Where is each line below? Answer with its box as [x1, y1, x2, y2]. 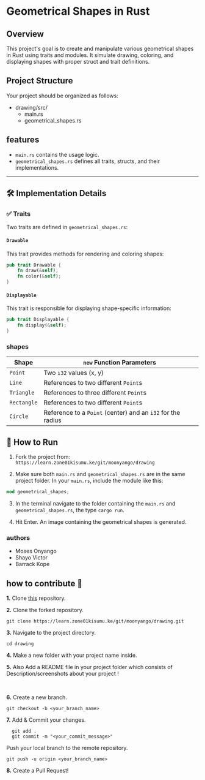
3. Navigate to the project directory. [6, 629, 96, 636]
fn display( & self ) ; [17, 322, 67, 328]
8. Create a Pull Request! [6, 767, 69, 774]
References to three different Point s [43, 388, 147, 397]
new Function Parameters [83, 358, 157, 367]
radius [43, 416, 62, 425]
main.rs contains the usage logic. [15, 151, 99, 158]
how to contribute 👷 [6, 578, 83, 589]
